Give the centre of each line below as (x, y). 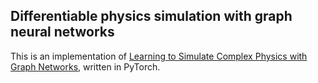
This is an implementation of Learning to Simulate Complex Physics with (159, 56)
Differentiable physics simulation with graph (151, 16)
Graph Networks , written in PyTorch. (85, 66)
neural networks (62, 32)
